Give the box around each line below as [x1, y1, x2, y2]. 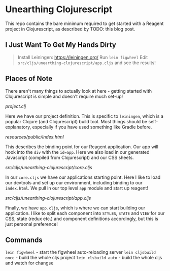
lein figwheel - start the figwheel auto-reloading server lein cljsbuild [5, 249, 156, 255]
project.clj [5, 103, 26, 109]
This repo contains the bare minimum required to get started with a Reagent [5, 20, 164, 26]
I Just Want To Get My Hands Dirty [5, 41, 117, 49]
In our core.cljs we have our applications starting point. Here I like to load [5, 174, 161, 180]
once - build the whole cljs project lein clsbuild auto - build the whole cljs [5, 255, 162, 261]
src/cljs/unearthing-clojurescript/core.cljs [5, 164, 92, 170]
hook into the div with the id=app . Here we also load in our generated [5, 149, 150, 155]
